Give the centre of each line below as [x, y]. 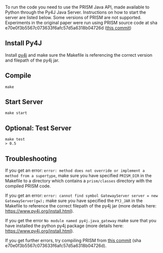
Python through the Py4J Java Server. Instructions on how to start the [76, 12]
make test [15, 139]
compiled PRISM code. [28, 186]
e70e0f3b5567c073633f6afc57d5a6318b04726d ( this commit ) [68, 28]
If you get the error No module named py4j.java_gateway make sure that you [81, 221]
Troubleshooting [31, 159]
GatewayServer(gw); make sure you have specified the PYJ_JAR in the [74, 201]
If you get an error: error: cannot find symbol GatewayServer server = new [81, 196]
